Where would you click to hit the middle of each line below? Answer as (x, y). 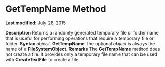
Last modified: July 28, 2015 (36, 23)
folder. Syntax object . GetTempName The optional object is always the (80, 43)
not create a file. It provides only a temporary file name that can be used (81, 54)
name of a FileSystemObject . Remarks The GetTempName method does (83, 49)
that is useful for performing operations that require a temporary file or (80, 38)
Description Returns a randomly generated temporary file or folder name (82, 32)
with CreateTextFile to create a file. (43, 59)
